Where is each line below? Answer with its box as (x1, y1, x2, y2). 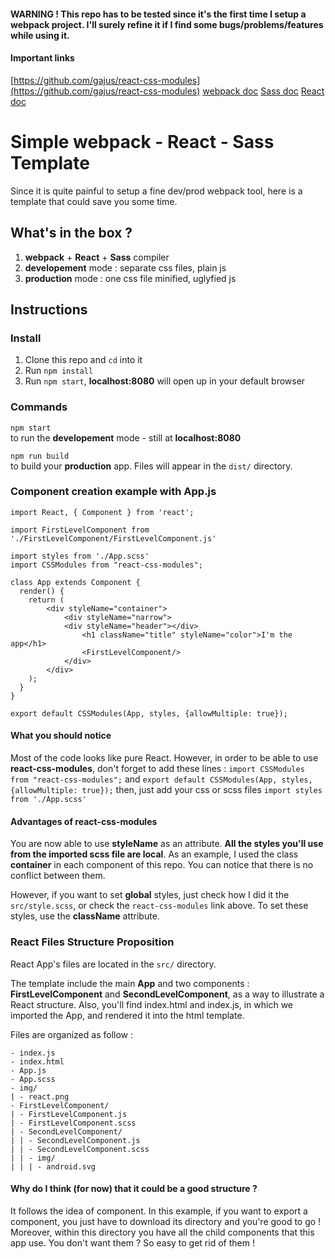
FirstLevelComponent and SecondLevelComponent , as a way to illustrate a (10, 988, 325, 1000)
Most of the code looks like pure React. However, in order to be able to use (10, 752, 319, 764)
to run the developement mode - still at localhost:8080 (10, 431, 242, 444)
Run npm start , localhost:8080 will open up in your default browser (24, 375, 306, 387)
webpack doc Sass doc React (202, 85, 325, 97)
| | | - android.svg (10, 1161, 97, 1172)
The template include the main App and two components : (10, 977, 250, 989)
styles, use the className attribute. (10, 910, 160, 922)
